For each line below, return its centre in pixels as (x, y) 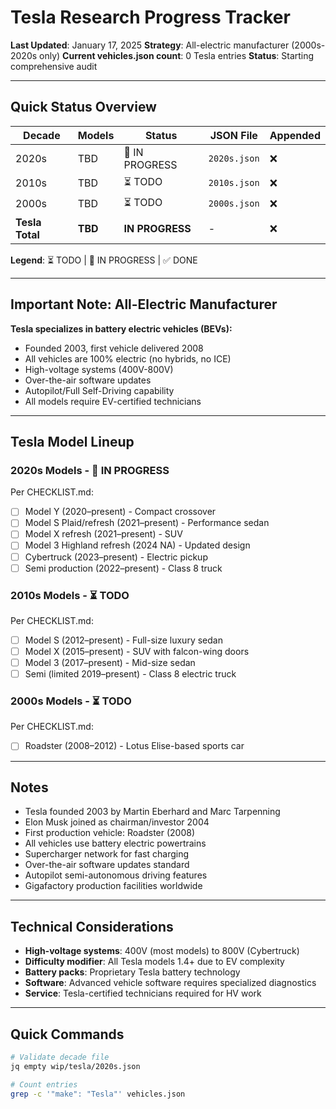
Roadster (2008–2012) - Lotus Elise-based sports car (134, 746)
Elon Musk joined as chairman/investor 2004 (117, 822)
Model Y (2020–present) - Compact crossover (120, 512)
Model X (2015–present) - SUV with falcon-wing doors (137, 651)
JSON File (233, 135)
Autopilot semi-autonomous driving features (116, 875)
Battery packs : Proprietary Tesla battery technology (132, 972)
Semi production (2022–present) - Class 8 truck (123, 568)
